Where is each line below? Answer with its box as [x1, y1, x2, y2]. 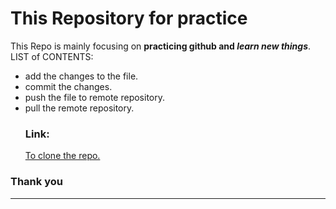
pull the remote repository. [24, 102, 135, 114]
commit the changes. [24, 80, 113, 92]
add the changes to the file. [24, 70, 139, 82]
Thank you [10, 175, 63, 189]
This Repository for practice [10, 7, 248, 30]
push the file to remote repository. [24, 91, 166, 103]
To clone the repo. [24, 150, 101, 162]
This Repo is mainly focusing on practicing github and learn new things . [10, 40, 312, 52]
